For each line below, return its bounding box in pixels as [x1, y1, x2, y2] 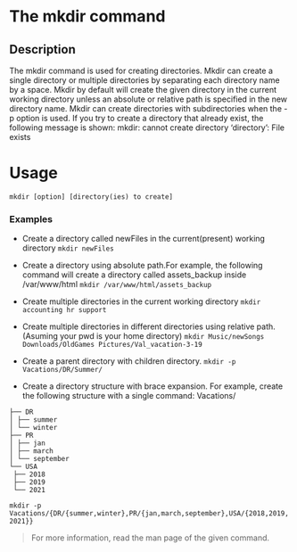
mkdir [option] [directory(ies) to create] [9, 192, 174, 202]
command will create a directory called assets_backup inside [21, 269, 247, 280]
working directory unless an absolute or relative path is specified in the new [9, 94, 288, 104]
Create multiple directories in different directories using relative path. [21, 321, 276, 332]
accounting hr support [21, 306, 107, 315]
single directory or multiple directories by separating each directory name [9, 75, 280, 86]
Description [9, 42, 76, 57]
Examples [9, 212, 54, 225]
